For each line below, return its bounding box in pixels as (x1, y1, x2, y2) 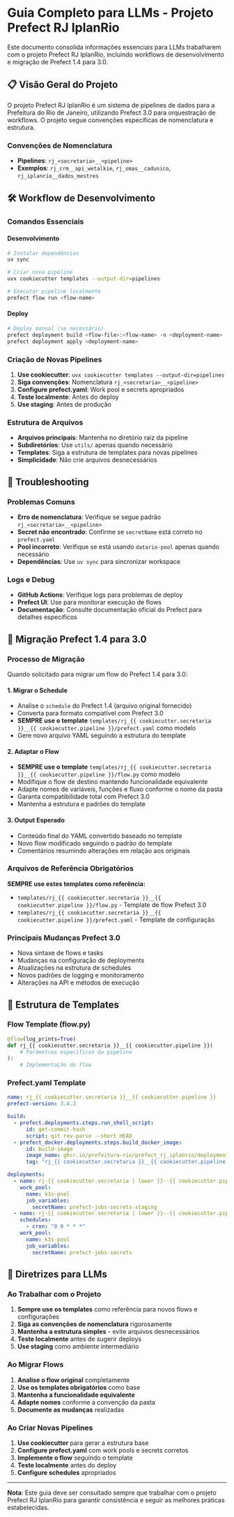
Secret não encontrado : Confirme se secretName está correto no (17, 528, 203, 536)
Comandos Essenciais (7, 217, 84, 226)
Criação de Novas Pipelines (7, 354, 102, 364)
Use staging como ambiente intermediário (17, 1342, 139, 1351)
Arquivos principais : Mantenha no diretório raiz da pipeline (17, 433, 188, 442)
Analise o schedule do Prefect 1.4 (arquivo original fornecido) (17, 702, 192, 710)
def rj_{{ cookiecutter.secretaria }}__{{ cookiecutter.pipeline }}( (7, 1042, 214, 1049)
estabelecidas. (7, 1503, 49, 1511)
